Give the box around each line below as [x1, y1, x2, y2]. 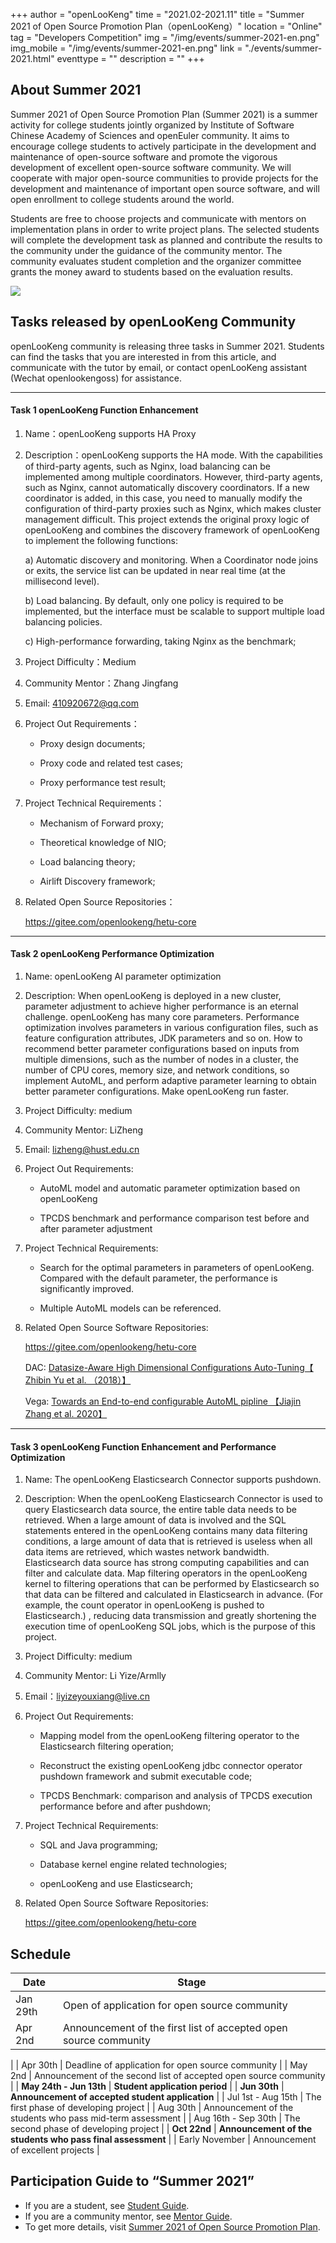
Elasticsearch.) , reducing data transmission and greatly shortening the [24, 1610, 317, 1622]
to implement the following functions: [24, 534, 179, 546]
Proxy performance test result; [39, 776, 167, 788]
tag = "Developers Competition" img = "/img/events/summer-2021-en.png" [10, 32, 320, 43]
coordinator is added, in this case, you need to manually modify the [24, 492, 303, 504]
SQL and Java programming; [39, 1839, 158, 1851]
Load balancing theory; [39, 855, 136, 868]
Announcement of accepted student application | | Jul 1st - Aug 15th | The [10, 2091, 322, 2103]
